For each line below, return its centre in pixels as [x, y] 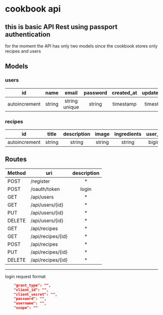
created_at [124, 93]
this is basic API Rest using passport [61, 27]
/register [40, 181]
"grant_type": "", [32, 285]
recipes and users [23, 51]
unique [71, 107]
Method [17, 173]
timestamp [124, 104]
